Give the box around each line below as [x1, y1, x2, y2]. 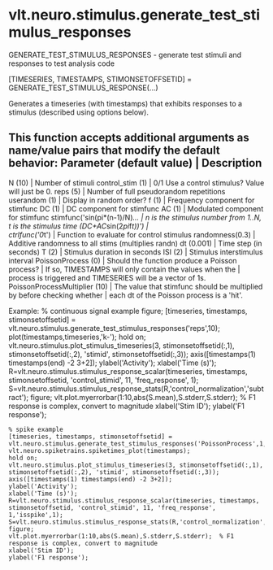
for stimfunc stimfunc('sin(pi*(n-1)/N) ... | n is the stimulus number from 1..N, [8, 212, 262, 222]
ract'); [8, 392, 29, 402]
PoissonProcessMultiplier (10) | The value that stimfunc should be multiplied [8, 281, 263, 291]
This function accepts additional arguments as [8, 131, 249, 145]
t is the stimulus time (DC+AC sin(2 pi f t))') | [8, 221, 149, 231]
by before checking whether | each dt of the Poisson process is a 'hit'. [8, 290, 244, 300]
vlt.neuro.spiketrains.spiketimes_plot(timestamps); [8, 446, 191, 455]
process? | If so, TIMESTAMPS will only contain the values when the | [8, 264, 240, 274]
